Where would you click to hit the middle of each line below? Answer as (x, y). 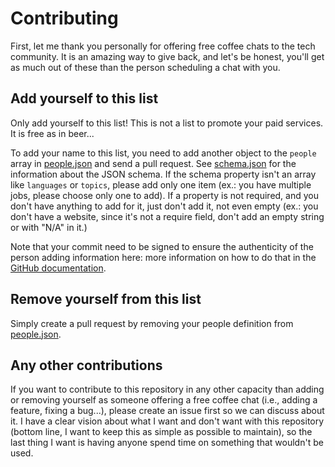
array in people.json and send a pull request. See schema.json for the (153, 163)
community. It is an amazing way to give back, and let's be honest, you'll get (167, 56)
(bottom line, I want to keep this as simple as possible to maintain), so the (161, 432)
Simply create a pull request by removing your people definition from (152, 323)
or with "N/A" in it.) (49, 227)
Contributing (64, 18)
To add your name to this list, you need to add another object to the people (163, 153)
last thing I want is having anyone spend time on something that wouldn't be (167, 443)
